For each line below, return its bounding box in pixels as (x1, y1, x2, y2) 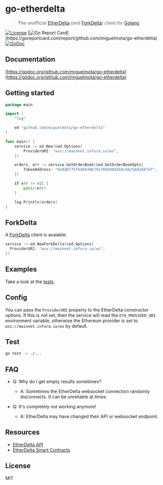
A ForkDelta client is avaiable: (5, 232, 67, 238)
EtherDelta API (12, 441, 44, 447)
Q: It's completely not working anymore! (12, 404, 97, 409)
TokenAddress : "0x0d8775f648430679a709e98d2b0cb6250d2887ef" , (23, 167, 157, 172)
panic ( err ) (23, 186, 47, 191)
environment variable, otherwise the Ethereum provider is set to (5, 318, 138, 324)
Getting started (5, 89, 55, 97)
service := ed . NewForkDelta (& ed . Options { (5, 241, 94, 247)
